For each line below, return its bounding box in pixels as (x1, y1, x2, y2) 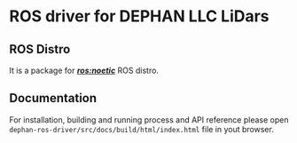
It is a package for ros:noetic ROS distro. (9, 65, 160, 75)
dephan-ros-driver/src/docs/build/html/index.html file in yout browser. (9, 123, 275, 134)
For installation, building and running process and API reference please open (9, 114, 289, 125)
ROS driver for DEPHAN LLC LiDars (9, 6, 270, 27)
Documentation (9, 91, 98, 106)
